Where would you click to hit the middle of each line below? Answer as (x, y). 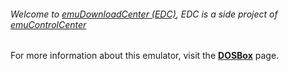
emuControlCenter (48, 24)
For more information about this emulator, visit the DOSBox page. (145, 56)
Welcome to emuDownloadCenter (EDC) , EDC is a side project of (144, 14)
